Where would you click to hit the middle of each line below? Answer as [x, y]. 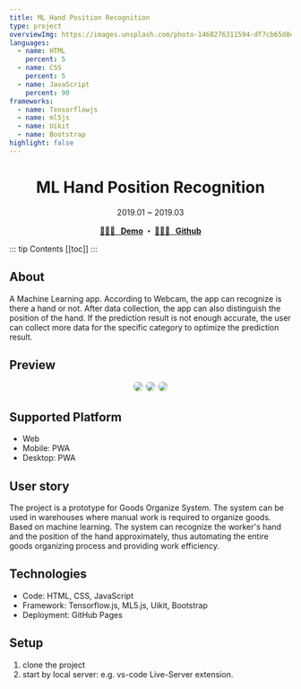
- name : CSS [40, 68]
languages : [30, 43]
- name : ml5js [43, 118]
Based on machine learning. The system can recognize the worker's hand [146, 526]
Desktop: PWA [49, 458]
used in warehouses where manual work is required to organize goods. [140, 517]
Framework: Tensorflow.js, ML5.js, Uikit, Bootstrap [115, 605]
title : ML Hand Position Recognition [80, 18]
